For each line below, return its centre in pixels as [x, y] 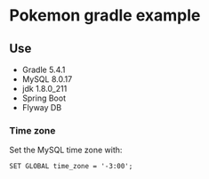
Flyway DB [42, 107]
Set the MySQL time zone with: [66, 150]
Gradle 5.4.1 [44, 69]
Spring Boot [44, 98]
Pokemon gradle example [105, 16]
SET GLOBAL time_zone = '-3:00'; [71, 167]
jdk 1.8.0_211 [44, 89]
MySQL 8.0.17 [47, 79]
